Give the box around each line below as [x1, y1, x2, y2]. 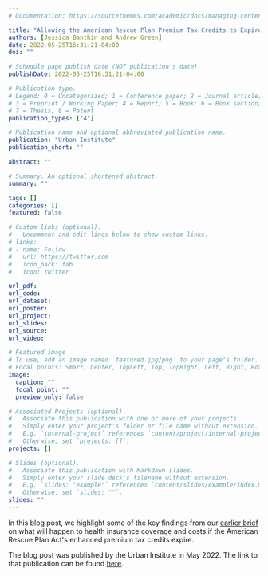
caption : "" [15, 378, 56, 386]
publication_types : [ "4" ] [8, 114, 94, 122]
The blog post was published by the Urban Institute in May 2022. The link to [8, 550, 258, 559]
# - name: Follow [8, 245, 66, 254]
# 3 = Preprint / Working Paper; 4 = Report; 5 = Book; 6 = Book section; [8, 99, 262, 108]
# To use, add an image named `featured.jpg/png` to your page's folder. [8, 356, 259, 364]
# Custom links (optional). [8, 223, 102, 231]
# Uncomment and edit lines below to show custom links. [8, 231, 209, 239]
